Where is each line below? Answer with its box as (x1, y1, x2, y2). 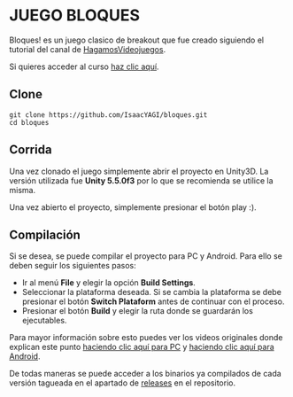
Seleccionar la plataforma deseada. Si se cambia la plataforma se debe (21, 287, 281, 298)
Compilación (9, 227, 81, 242)
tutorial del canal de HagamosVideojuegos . (9, 43, 166, 54)
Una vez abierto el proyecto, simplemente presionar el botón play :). (9, 201, 257, 213)
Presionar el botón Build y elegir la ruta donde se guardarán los (21, 306, 254, 316)
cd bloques (9, 118, 50, 127)
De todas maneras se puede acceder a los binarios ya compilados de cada (9, 369, 281, 379)
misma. (9, 184, 36, 195)
